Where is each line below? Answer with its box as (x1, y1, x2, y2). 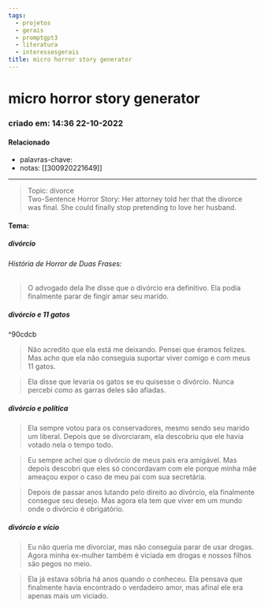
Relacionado (8, 137, 50, 147)
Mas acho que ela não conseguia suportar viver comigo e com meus (27, 353, 251, 363)
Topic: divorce (27, 186, 75, 196)
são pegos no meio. (27, 559, 92, 569)
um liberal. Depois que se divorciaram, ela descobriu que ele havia (27, 432, 244, 441)
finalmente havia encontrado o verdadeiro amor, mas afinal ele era (27, 583, 244, 592)
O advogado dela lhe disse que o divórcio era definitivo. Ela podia (27, 283, 241, 293)
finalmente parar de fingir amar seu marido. (27, 291, 170, 301)
